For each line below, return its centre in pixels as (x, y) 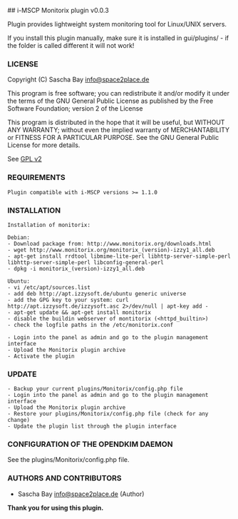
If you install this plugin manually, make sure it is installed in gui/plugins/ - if (118, 38)
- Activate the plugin (41, 356)
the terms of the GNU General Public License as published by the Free (110, 101)
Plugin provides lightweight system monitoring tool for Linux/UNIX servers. (117, 24)
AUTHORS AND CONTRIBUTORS (65, 478)
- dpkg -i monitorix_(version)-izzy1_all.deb (76, 268)
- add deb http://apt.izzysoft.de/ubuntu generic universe (97, 293)
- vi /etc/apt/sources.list (49, 287)
